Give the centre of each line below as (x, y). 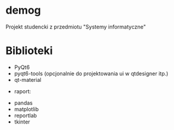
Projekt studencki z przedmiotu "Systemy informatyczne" (76, 27)
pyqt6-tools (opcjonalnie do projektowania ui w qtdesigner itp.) (91, 73)
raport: (22, 91)
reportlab (25, 115)
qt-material (28, 80)
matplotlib (26, 109)
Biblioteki (29, 51)
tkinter (22, 122)
